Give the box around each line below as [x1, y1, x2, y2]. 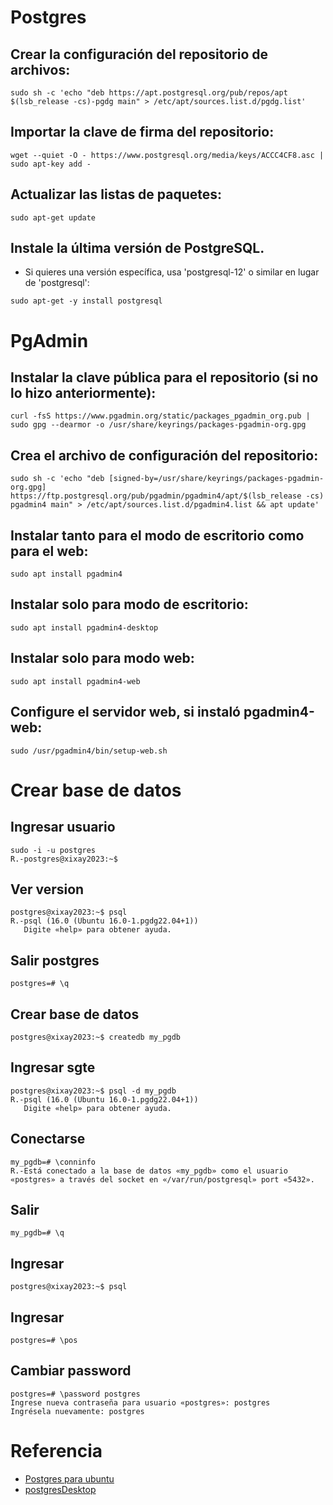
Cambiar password [10, 1362, 132, 1380]
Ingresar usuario [10, 819, 116, 836]
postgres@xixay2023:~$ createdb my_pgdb [10, 1032, 182, 1042]
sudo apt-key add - [10, 159, 92, 169]
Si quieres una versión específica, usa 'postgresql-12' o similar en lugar [24, 266, 320, 278]
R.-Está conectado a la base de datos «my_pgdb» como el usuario [10, 1166, 288, 1176]
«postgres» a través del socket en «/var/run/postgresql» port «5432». [10, 1174, 315, 1185]
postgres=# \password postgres [10, 1389, 141, 1399]
